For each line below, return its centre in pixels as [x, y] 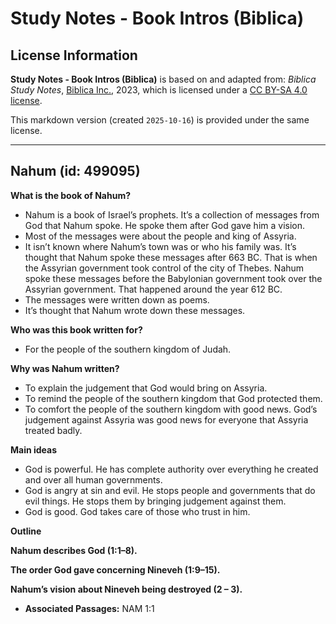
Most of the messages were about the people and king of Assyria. [160, 236]
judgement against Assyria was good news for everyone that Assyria [166, 419]
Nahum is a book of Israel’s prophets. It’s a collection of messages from [172, 214]
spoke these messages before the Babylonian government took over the [173, 278]
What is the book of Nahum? [71, 195]
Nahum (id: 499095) [75, 171]
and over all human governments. [93, 479]
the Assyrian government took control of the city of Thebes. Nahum [164, 268]
